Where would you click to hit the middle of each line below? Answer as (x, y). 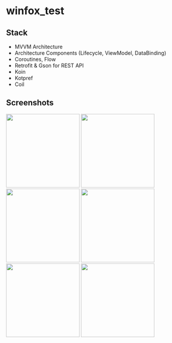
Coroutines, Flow (35, 59)
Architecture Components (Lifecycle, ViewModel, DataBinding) (90, 53)
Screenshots (30, 103)
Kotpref (24, 78)
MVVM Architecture (38, 47)
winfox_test (35, 11)
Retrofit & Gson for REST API (49, 65)
